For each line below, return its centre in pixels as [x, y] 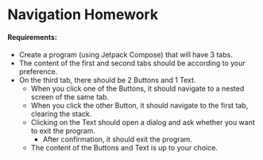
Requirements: [32, 37]
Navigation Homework [83, 15]
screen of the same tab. [70, 97]
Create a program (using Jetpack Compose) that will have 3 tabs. [126, 55]
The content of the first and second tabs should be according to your [132, 63]
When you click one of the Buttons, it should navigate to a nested [137, 88]
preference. [38, 72]
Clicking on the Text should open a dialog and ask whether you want [143, 123]
